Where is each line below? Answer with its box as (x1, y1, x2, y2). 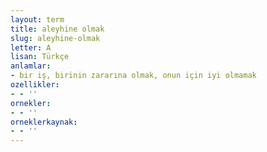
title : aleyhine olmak (10, 24, 105, 34)
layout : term (10, 14, 65, 25)
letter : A (10, 42, 52, 53)
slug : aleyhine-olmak (10, 33, 101, 43)
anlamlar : (10, 61, 52, 71)
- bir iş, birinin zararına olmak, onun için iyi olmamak (10, 71, 257, 81)
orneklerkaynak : (10, 117, 78, 127)
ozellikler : (10, 80, 60, 90)
